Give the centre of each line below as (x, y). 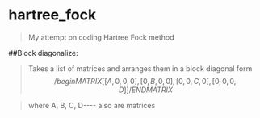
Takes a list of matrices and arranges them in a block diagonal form (140, 68)
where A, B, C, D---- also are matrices (92, 105)
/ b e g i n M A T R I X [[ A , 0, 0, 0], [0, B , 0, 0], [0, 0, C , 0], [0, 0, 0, (145, 81)
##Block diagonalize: (43, 53)
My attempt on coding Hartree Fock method (101, 37)
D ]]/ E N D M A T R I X (146, 90)
